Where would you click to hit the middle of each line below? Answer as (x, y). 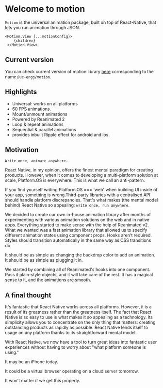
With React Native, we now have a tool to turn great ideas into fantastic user (81, 342)
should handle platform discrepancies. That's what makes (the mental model (81, 200)
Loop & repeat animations (38, 124)
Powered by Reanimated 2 (38, 119)
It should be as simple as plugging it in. (44, 260)
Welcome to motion (45, 9)
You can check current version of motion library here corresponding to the (79, 71)
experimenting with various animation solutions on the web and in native (77, 220)
